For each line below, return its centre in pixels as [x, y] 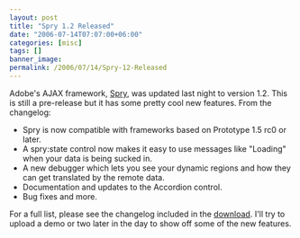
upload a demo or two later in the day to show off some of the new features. [150, 223]
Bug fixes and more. [59, 196]
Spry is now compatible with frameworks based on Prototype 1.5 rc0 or [154, 129]
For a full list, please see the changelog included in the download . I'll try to [147, 214]
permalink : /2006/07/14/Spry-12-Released [88, 68]
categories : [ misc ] [46, 43]
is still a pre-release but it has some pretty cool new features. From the [141, 102]
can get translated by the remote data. [93, 177]
